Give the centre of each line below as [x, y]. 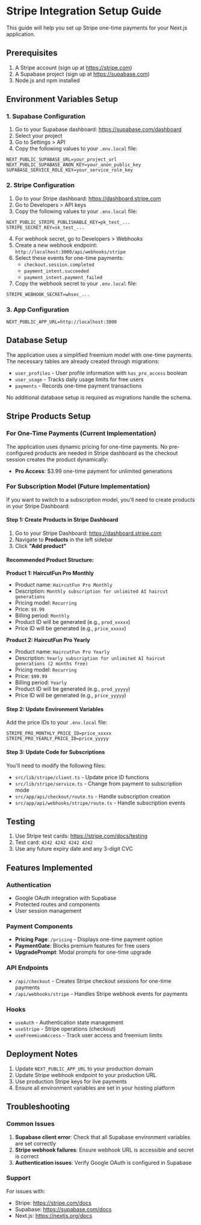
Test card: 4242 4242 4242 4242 [54, 842]
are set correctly [35, 1143]
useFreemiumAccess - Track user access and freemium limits [88, 1035]
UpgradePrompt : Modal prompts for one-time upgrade [83, 952]
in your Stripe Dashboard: [38, 506]
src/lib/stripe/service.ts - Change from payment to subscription [98, 783]
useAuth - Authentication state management [69, 1023]
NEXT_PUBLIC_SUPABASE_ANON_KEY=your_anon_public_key [74, 165]
